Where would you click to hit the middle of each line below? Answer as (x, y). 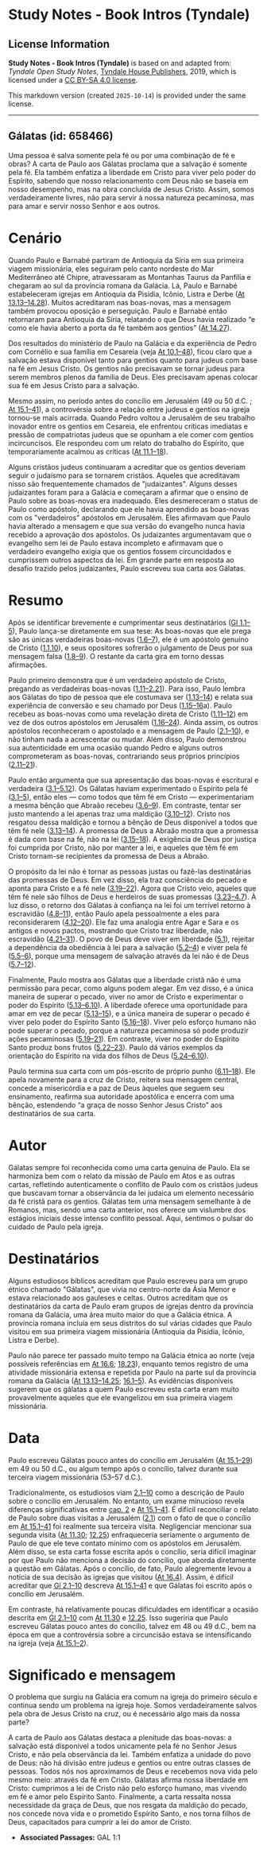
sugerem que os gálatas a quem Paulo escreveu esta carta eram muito (124, 1389)
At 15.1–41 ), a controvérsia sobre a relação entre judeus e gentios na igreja (129, 409)
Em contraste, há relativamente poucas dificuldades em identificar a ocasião (133, 1609)
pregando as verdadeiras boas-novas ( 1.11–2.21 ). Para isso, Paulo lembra (127, 688)
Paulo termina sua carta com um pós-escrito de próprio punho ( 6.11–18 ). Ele (132, 1071)
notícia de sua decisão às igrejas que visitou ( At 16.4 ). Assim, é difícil (121, 1577)
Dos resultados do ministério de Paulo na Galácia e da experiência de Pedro (132, 343)
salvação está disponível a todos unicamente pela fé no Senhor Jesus (122, 1746)
